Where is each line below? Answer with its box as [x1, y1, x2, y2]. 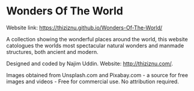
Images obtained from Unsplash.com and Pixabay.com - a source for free [6, 71, 188, 78]
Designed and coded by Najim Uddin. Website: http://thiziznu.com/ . [6, 60, 173, 67]
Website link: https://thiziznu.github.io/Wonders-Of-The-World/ [6, 24, 163, 31]
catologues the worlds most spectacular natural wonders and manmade [6, 42, 184, 49]
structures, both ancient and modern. [6, 48, 99, 55]
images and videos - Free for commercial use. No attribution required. [6, 78, 179, 85]
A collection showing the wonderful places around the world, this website [6, 35, 188, 43]
